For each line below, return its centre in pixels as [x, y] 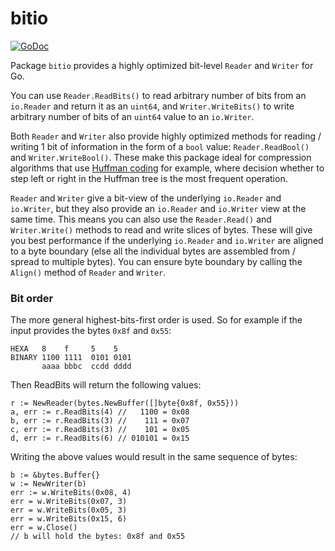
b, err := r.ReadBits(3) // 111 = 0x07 [100, 421]
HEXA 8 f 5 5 [64, 349]
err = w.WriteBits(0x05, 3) [69, 510]
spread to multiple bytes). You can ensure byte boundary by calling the [156, 261]
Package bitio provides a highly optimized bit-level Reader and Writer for [162, 65]
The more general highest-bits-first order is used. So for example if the [156, 320]
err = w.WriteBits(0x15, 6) [69, 519]
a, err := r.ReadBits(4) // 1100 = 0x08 [100, 412]
